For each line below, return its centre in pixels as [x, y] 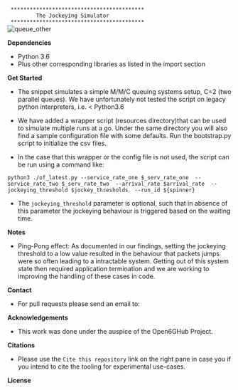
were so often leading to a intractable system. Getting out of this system [123, 261]
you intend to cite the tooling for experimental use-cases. [102, 367]
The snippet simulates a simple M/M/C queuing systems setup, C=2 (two [124, 91]
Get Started [25, 78]
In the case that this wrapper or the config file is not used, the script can [123, 157]
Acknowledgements [38, 317]
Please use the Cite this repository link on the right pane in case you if [124, 359]
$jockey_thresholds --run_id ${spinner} [133, 190]
